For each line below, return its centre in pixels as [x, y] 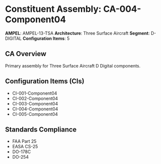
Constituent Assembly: [53, 9]
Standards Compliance [41, 129]
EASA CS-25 [25, 147]
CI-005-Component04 [35, 114]
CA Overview [26, 54]
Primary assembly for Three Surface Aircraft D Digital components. [73, 66]
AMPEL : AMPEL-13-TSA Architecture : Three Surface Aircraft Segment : [77, 33]
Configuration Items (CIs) [45, 82]
